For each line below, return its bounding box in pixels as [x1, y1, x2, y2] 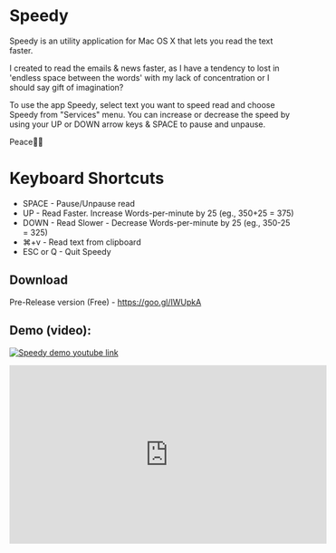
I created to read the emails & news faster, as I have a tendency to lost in [9, 63, 280, 73]
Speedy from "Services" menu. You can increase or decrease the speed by [9, 109, 291, 120]
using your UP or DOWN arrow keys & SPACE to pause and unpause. [9, 119, 266, 130]
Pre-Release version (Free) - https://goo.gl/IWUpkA [9, 296, 202, 307]
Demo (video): [9, 323, 92, 338]
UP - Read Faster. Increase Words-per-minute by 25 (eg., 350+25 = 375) [22, 208, 294, 218]
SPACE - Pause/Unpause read [22, 198, 136, 209]
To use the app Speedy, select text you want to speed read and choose [9, 99, 275, 110]
